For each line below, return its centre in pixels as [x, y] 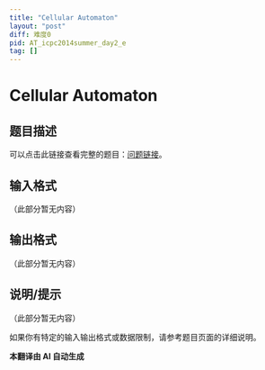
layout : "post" [38, 26]
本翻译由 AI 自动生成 [47, 356]
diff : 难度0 [30, 34]
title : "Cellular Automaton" [64, 18]
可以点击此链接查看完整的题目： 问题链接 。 [88, 155]
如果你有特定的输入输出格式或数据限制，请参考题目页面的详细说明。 [135, 337]
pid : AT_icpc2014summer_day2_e [68, 43]
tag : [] [24, 51]
